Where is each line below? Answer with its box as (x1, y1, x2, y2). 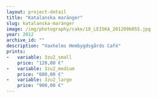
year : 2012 (6, 32, 34, 38)
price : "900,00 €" (17, 83, 64, 89)
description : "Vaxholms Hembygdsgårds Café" (6, 43, 121, 49)
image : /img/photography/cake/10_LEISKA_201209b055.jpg (6, 26, 151, 32)
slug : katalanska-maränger (6, 20, 75, 26)
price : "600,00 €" (17, 71, 64, 77)
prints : (6, 49, 26, 55)
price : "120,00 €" (17, 60, 64, 66)
